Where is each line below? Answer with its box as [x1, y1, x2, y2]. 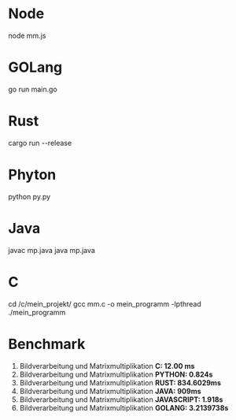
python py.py [8, 191, 51, 201]
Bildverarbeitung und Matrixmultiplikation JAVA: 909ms [19, 386, 202, 396]
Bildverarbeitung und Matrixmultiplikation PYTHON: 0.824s [19, 370, 213, 379]
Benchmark [8, 335, 86, 353]
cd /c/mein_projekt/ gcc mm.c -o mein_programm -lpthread [8, 299, 202, 308]
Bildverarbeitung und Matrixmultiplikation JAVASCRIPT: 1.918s [19, 395, 223, 404]
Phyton [8, 166, 57, 184]
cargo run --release [8, 138, 72, 147]
